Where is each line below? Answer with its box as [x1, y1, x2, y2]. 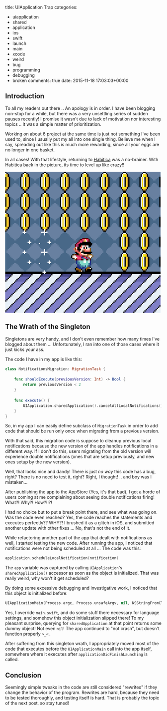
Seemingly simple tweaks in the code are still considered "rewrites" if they [5, 684, 158, 690]
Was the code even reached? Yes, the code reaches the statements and [5, 514, 153, 521]
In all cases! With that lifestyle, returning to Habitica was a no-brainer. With [5, 156, 159, 162]
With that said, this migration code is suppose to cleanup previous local [5, 438, 152, 444]
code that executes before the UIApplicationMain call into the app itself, [5, 646, 152, 652]
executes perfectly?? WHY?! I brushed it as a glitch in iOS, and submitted [5, 520, 155, 526]
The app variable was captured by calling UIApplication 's [5, 565, 123, 571]
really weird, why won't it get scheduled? [5, 575, 89, 581]
